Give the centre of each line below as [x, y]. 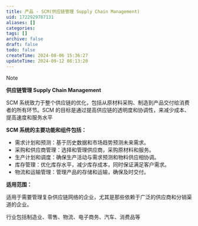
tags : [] [17, 34]
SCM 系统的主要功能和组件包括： [46, 130]
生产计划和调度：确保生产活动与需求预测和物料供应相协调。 [87, 157]
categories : [21, 28]
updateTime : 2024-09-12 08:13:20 [47, 61]
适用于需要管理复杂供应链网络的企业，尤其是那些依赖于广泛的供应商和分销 [96, 197]
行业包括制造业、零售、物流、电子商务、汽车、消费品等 [73, 217]
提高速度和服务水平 [29, 117]
